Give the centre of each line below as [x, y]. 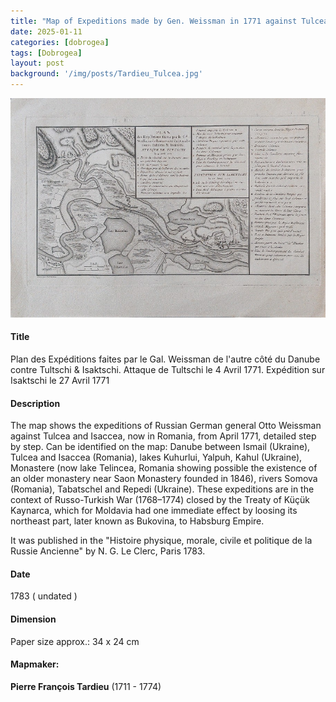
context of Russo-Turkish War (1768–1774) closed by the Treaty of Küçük [160, 500]
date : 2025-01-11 [46, 31]
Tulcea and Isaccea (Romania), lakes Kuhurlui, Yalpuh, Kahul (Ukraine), [156, 457]
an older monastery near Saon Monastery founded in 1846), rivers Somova [164, 479]
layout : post [37, 63]
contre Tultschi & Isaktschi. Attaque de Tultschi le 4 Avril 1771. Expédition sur [168, 369]
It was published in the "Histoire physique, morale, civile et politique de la [161, 541]
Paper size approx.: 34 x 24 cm [75, 641]
